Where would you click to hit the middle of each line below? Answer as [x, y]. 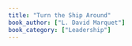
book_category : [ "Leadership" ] [60, 30]
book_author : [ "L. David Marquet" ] [67, 23]
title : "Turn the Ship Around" [60, 15]
